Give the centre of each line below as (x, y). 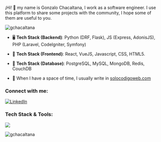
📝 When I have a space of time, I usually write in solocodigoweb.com (81, 78)
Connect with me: (27, 91)
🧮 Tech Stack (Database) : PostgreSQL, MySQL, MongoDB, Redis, (78, 63)
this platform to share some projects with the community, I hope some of (78, 13)
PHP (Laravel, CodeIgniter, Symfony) (49, 44)
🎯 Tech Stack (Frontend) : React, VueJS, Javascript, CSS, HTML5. (79, 54)
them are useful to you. (28, 18)
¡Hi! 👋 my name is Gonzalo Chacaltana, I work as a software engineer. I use (81, 8)
